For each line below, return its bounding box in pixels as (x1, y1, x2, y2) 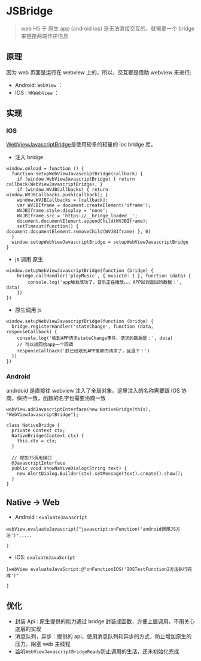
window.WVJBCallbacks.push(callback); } (6, 192, 109, 198)
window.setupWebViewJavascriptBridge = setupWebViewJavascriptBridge (11, 239, 188, 246)
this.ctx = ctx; (17, 438, 58, 444)
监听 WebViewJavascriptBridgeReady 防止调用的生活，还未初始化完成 (14, 648, 179, 655)
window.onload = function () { (6, 166, 84, 172)
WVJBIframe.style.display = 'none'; (17, 208, 109, 214)
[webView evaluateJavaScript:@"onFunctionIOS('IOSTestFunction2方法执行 (6, 566, 188, 572)
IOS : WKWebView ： (14, 89, 60, 96)
